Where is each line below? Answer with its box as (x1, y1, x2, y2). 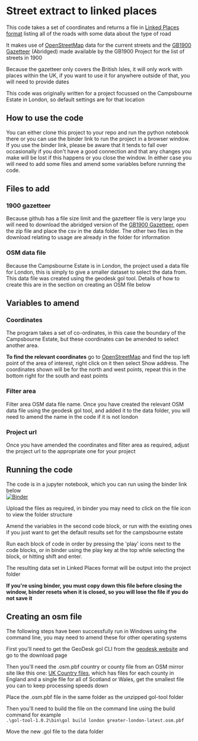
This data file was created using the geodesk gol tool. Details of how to (6, 274, 180, 282)
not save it (6, 594, 33, 602)
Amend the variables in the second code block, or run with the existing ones (6, 522, 193, 530)
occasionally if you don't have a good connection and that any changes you (6, 147, 191, 155)
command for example (6, 711, 61, 718)
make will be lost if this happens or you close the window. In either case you (6, 154, 192, 161)
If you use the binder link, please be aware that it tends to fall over (6, 141, 168, 149)
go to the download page (6, 652, 68, 659)
